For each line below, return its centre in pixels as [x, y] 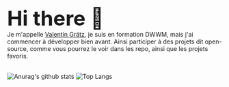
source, [18, 49]
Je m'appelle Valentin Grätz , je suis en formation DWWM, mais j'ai [100, 34]
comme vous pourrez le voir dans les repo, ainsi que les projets [119, 49]
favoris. [18, 56]
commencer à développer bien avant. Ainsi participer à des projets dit [105, 41]
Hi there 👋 [56, 18]
